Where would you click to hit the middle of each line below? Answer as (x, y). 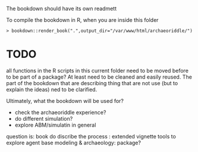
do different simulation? (44, 118)
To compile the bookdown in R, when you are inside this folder (82, 20)
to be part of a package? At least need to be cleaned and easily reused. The (99, 77)
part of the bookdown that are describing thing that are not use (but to (92, 83)
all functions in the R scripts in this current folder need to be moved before (98, 70)
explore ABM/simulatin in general (55, 125)
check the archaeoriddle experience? (60, 112)
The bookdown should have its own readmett (62, 9)
